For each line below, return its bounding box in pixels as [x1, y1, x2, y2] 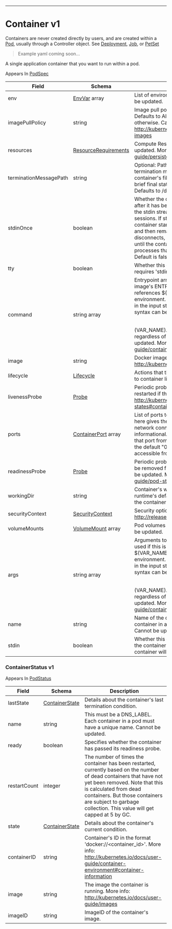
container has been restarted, [84, 760, 156, 767]
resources [8, 146, 32, 154]
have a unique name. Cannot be [84, 724, 161, 731]
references [134, 289, 161, 296]
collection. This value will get [84, 805, 154, 812]
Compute [134, 140, 157, 147]
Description [110, 688, 139, 695]
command [8, 311, 32, 318]
